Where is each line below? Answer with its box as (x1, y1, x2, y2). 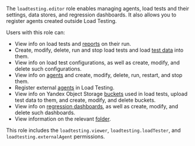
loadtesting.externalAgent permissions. (6, 133, 105, 140)
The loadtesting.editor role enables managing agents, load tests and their (6, 5, 189, 12)
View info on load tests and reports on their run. (14, 41, 131, 47)
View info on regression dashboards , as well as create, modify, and (14, 103, 178, 109)
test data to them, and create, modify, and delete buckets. (14, 97, 156, 104)
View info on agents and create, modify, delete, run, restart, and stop (14, 72, 183, 78)
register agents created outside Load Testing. (6, 18, 117, 24)
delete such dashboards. (14, 109, 76, 116)
